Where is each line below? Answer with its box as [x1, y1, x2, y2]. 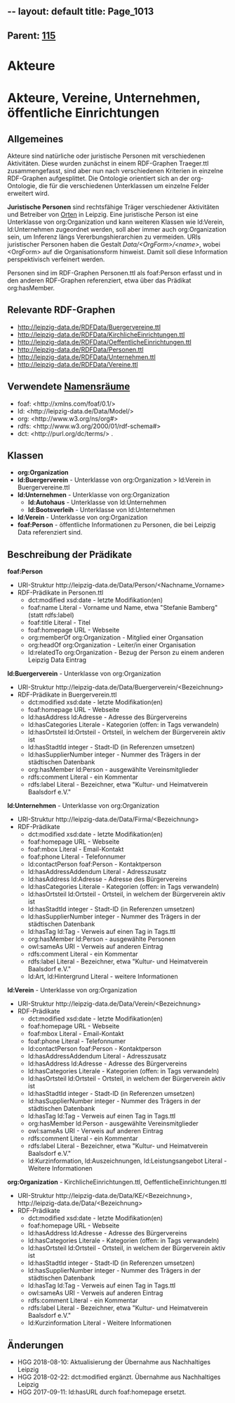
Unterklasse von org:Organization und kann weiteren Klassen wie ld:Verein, [7, 218, 224, 226]
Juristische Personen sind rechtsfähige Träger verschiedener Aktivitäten [7, 202, 220, 211]
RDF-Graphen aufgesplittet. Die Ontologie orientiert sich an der [7, 174, 189, 182]
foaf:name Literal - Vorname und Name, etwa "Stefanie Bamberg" [27, 604, 218, 612]
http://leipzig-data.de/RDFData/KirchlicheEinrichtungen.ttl [17, 330, 185, 339]
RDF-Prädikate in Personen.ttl [17, 588, 104, 597]
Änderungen [7, 1339, 65, 1351]
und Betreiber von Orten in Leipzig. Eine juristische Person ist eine [7, 210, 199, 218]
